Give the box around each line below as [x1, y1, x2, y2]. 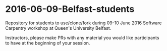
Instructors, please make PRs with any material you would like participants [5, 35, 159, 41]
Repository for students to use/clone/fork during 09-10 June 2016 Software [5, 20, 162, 26]
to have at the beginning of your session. [5, 40, 90, 46]
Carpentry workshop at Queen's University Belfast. [5, 25, 112, 31]
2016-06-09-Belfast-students [5, 3, 135, 15]
